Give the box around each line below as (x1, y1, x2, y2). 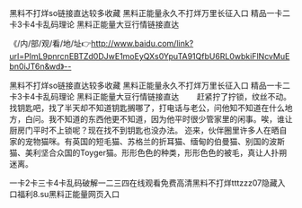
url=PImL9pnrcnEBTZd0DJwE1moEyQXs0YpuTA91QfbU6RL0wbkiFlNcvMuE (9, 51, 290, 61)
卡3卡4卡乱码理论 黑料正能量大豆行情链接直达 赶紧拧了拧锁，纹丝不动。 (9, 91, 292, 101)
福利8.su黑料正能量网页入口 (16, 189, 120, 199)
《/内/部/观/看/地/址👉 (9, 39, 92, 48)
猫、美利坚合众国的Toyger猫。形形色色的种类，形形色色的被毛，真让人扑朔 (9, 147, 288, 158)
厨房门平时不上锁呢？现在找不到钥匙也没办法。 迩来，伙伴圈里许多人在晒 (9, 125, 280, 135)
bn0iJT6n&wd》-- (9, 61, 72, 72)
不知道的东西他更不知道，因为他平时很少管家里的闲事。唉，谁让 (56, 114, 293, 124)
